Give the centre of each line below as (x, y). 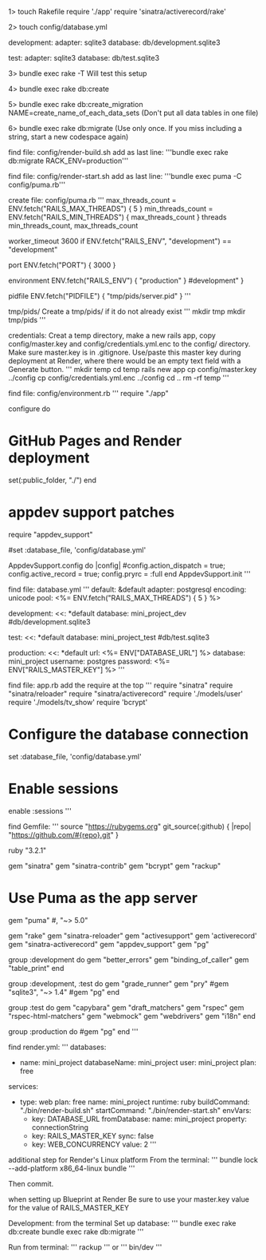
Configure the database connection (129, 735)
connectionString (60, 1127)
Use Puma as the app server (103, 898)
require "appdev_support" (51, 534)
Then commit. (31, 1183)
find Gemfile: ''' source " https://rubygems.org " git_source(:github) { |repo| (130, 826)
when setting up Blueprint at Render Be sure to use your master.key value (129, 1199)
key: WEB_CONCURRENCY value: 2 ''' (94, 1144)
